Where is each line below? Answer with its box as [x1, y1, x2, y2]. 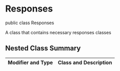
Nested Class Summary [5, 44, 81, 53]
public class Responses [5, 20, 54, 26]
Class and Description [57, 59, 112, 66]
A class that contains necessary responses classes [5, 29, 111, 35]
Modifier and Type [8, 59, 53, 66]
